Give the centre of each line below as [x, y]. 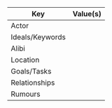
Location [25, 60]
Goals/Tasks [31, 71]
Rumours [26, 94]
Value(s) [87, 14]
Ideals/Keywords [38, 37]
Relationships [33, 82]
